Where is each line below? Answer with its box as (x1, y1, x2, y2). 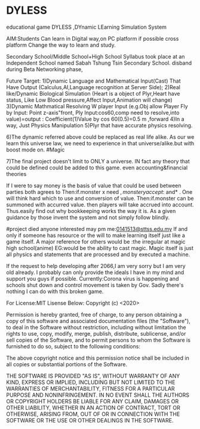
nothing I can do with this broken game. (6, 288, 104, 295)
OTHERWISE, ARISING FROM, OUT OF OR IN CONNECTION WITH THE (6, 410, 180, 418)
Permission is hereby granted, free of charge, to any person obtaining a (6, 311, 182, 318)
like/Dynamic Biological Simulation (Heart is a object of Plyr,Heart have (6, 90, 180, 97)
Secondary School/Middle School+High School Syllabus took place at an (6, 53, 185, 60)
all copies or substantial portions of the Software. (6, 360, 127, 368)
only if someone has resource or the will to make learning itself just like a (6, 232, 185, 239)
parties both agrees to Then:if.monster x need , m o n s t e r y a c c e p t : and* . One (6, 188, 193, 195)
